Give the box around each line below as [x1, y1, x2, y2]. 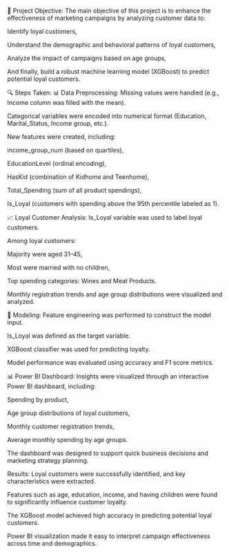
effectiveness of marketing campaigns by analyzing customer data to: [7, 14, 206, 22]
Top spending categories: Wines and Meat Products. [7, 277, 157, 285]
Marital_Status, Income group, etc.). [7, 120, 109, 127]
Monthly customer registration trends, [7, 422, 115, 430]
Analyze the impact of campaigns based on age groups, [7, 54, 167, 62]
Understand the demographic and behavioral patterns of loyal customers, [7, 41, 216, 48]
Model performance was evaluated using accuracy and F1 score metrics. [7, 359, 214, 366]
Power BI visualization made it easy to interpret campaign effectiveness [7, 532, 210, 540]
